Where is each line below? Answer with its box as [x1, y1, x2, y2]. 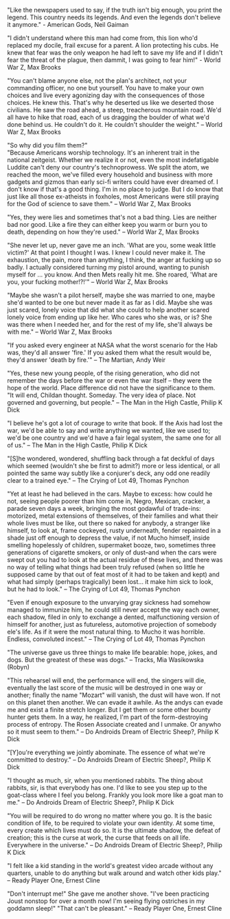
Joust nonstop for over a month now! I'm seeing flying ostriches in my [7, 897, 205, 905]
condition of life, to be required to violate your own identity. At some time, [7, 819, 215, 827]
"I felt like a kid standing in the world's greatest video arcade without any [7, 862, 214, 869]
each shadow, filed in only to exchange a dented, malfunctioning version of [7, 613, 220, 621]
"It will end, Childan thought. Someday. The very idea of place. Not [7, 391, 196, 399]
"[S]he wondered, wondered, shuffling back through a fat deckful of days [7, 454, 215, 463]
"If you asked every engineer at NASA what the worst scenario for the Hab [7, 341, 218, 349]
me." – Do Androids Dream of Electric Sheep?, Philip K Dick [7, 798, 174, 806]
